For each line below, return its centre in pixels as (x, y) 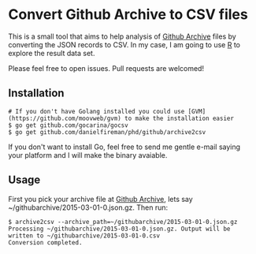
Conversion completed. (45, 242)
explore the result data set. (52, 53)
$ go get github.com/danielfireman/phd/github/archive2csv (107, 132)
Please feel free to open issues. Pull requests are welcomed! (106, 68)
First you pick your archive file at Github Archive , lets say (100, 199)
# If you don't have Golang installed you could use (96, 111)
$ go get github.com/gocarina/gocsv (68, 125)
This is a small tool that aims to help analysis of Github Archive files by (122, 36)
